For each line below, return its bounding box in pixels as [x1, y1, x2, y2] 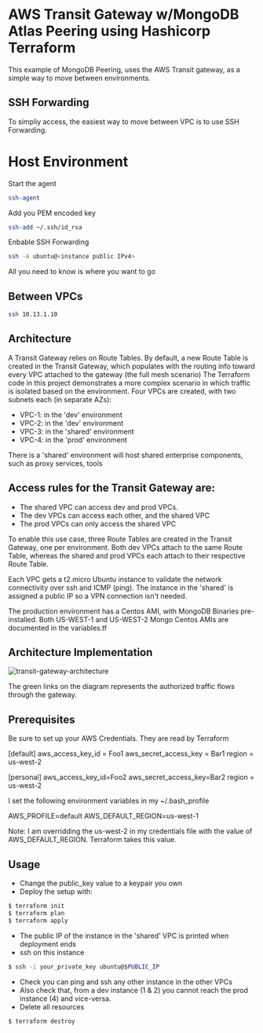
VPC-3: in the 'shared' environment [19, 427, 135, 436]
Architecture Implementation [8, 646, 153, 659]
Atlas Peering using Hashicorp [8, 22, 210, 40]
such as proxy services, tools [8, 458, 104, 468]
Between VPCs [8, 289, 83, 303]
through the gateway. [8, 690, 77, 700]
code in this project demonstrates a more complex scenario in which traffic [8, 378, 251, 387]
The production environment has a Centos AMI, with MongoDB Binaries [8, 606, 239, 616]
